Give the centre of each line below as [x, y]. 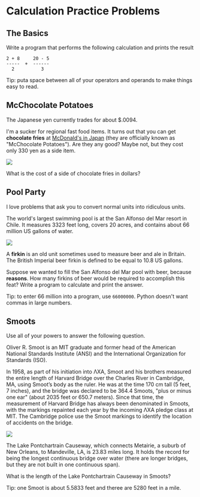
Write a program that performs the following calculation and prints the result [100, 47]
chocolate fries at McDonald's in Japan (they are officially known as [91, 138]
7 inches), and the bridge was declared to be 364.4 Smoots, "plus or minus [99, 391]
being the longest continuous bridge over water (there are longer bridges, [97, 458]
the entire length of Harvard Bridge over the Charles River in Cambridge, [96, 378]
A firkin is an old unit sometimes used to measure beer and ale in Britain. [96, 254]
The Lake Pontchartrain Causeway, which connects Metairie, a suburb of [96, 445]
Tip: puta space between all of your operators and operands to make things [99, 80]
